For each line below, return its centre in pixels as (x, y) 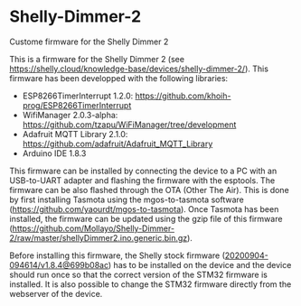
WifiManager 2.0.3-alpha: (70, 115)
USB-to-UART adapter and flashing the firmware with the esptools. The (142, 180)
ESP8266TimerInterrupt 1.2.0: (78, 96)
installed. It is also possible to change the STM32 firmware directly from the (150, 284)
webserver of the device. (56, 293)
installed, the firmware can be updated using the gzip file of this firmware (146, 218)
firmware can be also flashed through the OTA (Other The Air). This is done (149, 190)
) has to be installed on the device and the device (200, 264)
